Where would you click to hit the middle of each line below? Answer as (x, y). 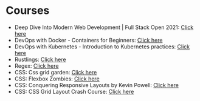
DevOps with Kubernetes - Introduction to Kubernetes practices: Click (102, 47)
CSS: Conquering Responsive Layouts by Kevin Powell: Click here (96, 85)
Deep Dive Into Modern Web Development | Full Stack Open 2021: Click (104, 27)
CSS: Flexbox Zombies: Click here (57, 79)
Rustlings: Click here (40, 59)
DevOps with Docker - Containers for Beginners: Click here (88, 40)
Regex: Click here (36, 66)
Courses (28, 11)
